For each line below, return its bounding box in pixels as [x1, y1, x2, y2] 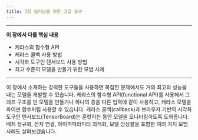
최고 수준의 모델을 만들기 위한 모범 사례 [14, 65, 105, 72]
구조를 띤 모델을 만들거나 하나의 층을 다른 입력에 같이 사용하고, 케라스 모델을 [16, 98, 192, 105]
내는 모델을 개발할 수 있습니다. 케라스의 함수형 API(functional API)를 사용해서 [6, 91, 184, 98]
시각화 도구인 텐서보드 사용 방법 [14, 58, 87, 65]
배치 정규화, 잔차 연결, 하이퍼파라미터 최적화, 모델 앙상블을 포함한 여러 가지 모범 [6, 120, 189, 127]
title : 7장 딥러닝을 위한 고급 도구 [6, 8, 82, 15]
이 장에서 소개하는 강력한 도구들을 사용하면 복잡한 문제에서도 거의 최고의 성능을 [6, 84, 187, 91]
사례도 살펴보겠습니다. [6, 128, 57, 135]
